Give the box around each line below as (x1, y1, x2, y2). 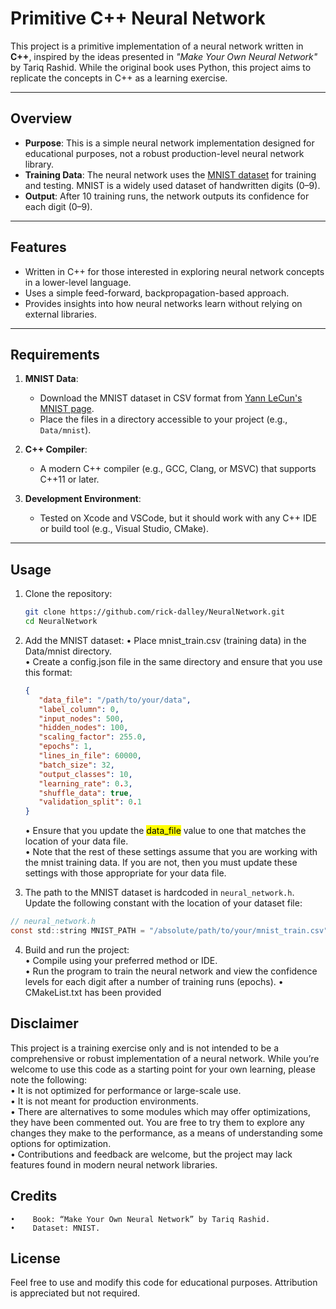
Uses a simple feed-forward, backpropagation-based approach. (24, 287, 290, 299)
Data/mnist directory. (24, 645, 112, 657)
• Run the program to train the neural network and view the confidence (24, 965, 318, 977)
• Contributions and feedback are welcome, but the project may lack (10, 1148, 293, 1160)
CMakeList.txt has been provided (24, 986, 162, 998)
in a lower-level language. (24, 276, 132, 288)
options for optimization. (10, 1137, 112, 1149)
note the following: (10, 1073, 87, 1086)
